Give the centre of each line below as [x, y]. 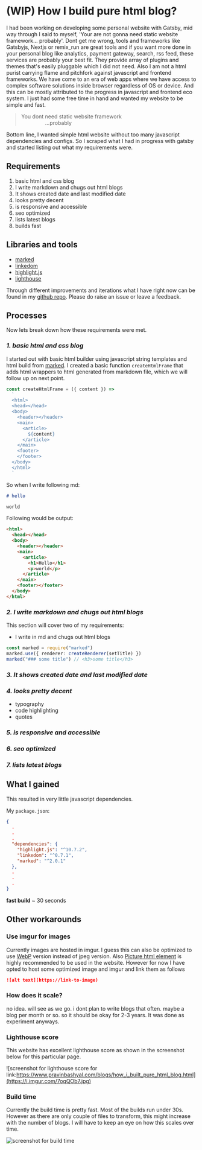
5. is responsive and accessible [53, 732]
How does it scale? [35, 996]
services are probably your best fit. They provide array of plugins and [93, 60]
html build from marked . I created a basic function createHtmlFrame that [95, 365]
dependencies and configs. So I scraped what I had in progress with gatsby [100, 141]
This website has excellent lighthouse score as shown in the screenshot [96, 1050]
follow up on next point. [36, 378]
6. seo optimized [31, 748]
